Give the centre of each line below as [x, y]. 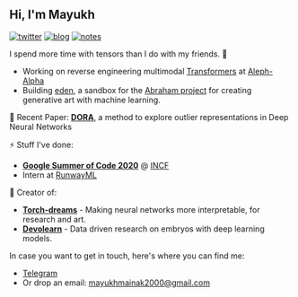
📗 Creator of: [33, 192]
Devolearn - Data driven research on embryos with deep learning [143, 229]
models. [37, 238]
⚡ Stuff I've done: [41, 144]
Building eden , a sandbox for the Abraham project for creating [137, 90]
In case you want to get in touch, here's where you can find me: [127, 256]
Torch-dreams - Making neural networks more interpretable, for [141, 209]
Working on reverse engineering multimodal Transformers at [134, 71]
